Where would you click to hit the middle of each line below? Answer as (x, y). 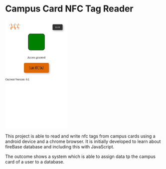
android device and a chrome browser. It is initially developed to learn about (83, 141)
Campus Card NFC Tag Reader (69, 9)
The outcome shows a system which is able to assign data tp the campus (81, 156)
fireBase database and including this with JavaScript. (60, 147)
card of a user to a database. (35, 162)
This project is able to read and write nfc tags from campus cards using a (80, 136)
